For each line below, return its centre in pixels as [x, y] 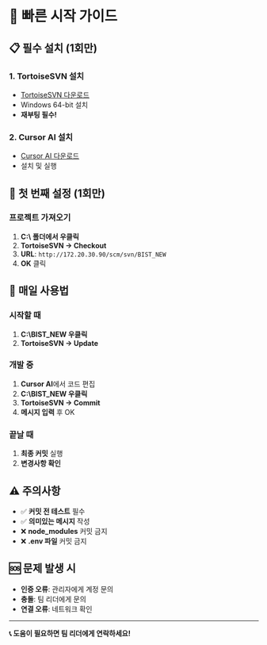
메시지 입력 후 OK [48, 412]
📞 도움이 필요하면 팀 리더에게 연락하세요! [70, 633]
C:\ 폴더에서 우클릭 [50, 236]
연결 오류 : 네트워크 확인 [56, 609]
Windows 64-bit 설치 [54, 105]
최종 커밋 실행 [42, 454]
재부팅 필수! [39, 114]
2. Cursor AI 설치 [41, 137]
